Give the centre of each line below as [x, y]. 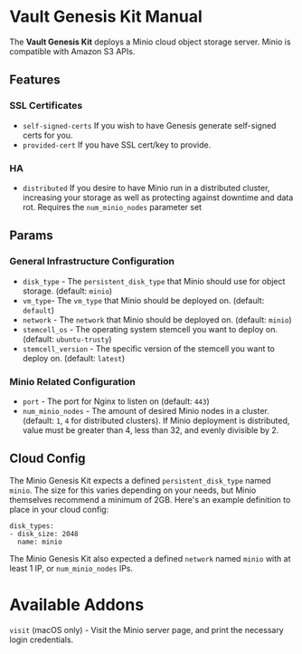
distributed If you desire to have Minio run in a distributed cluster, [146, 188]
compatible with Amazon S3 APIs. [72, 51]
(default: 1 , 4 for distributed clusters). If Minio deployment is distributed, [156, 420]
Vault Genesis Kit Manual [106, 17]
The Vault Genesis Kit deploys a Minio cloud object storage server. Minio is [150, 42]
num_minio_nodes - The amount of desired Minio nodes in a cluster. [146, 410]
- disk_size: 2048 [44, 534]
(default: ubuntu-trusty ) [67, 339]
